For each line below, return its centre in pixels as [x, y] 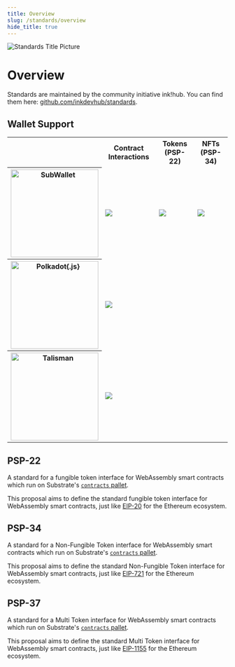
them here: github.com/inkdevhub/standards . [72, 102]
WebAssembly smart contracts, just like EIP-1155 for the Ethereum [102, 649]
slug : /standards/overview [47, 20]
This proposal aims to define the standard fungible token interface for [107, 499]
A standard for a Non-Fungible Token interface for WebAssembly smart [110, 545]
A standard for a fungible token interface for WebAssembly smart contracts [116, 478]
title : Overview [31, 14]
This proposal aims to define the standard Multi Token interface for [104, 641]
